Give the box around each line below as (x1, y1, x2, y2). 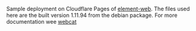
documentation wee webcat (6, 18, 77, 25)
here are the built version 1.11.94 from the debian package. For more (6, 12, 178, 19)
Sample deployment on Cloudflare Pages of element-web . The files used (6, 5, 190, 12)
